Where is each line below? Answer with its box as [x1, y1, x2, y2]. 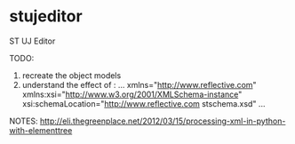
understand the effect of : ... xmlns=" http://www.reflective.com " [21, 79, 257, 90]
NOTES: [9, 116, 38, 126]
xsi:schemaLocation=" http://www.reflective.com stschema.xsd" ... [21, 98, 266, 108]
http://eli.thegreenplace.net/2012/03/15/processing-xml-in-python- [39, 116, 286, 126]
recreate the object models [21, 69, 122, 81]
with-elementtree [9, 124, 73, 135]
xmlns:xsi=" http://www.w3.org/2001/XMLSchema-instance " [21, 89, 243, 100]
